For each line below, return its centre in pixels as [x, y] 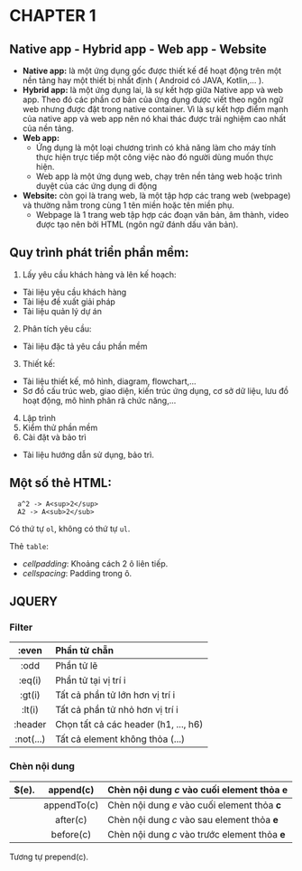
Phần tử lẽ [77, 666]
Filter [21, 627]
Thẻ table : [29, 546]
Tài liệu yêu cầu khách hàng [74, 292]
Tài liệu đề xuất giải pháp [69, 301]
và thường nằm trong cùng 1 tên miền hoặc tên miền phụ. [128, 205]
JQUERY [34, 602]
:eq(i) [30, 680]
